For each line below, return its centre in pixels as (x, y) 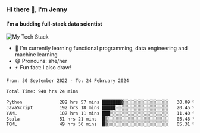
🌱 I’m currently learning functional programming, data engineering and (101, 48)
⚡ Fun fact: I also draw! (43, 68)
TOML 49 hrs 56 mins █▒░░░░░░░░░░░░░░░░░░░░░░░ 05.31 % (101, 124)
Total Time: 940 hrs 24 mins (42, 91)
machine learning (36, 55)
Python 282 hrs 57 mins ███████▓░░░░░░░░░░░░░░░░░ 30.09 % (101, 102)
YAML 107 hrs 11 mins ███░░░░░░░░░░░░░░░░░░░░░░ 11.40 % (101, 113)
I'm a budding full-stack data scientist (54, 24)
